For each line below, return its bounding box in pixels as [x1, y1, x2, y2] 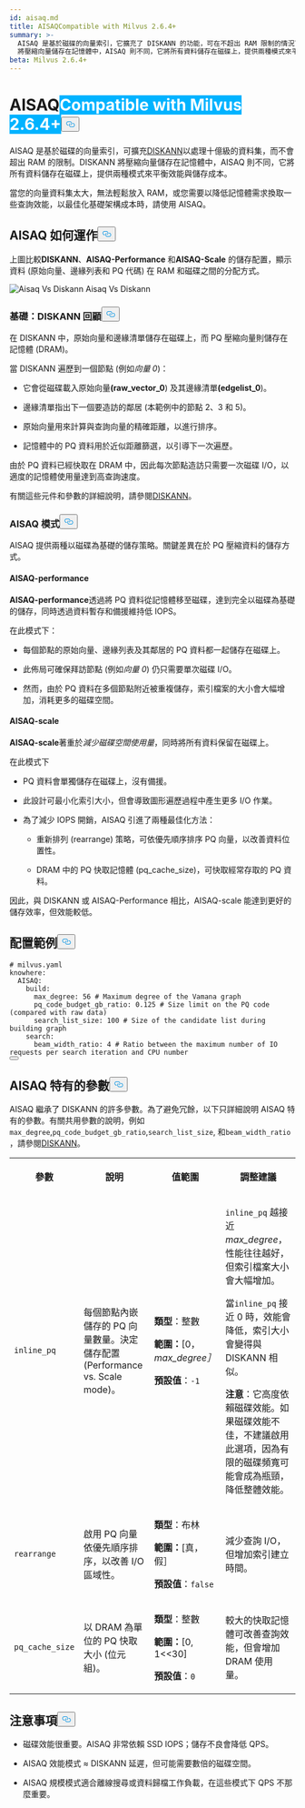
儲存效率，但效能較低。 [9, 906, 97, 917]
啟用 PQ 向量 [83, 1528, 138, 1541]
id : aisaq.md [9, 13, 59, 23]
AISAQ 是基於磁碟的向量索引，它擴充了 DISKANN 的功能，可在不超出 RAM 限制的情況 [17, 38, 295, 48]
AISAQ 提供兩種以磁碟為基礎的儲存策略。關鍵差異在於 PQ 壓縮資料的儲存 [9, 540, 282, 551]
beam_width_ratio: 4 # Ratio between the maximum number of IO [33, 1040, 279, 1049]
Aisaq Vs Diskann [85, 283, 152, 294]
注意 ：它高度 [225, 1388, 280, 1401]
